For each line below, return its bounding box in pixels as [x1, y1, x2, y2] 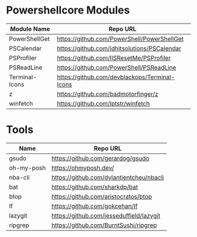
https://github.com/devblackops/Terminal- [56, 73, 175, 81]
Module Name [10, 25, 50, 33]
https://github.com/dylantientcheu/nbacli [51, 173, 164, 181]
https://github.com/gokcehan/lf [51, 202, 138, 210]
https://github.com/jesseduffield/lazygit [51, 211, 161, 219]
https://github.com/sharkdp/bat [51, 183, 138, 191]
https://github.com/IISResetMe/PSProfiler [56, 54, 171, 62]
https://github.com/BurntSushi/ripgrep [51, 221, 157, 229]
